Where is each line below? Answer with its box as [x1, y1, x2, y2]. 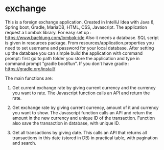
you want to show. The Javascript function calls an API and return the [12, 109, 153, 115]
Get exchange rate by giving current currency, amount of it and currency [12, 105, 159, 110]
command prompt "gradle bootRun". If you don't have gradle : [5, 61, 130, 66]
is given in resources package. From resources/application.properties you [5, 40, 154, 45]
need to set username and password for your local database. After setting [5, 45, 154, 51]
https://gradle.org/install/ [5, 65, 55, 71]
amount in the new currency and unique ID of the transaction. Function [12, 115, 155, 121]
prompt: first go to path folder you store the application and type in [5, 55, 140, 61]
